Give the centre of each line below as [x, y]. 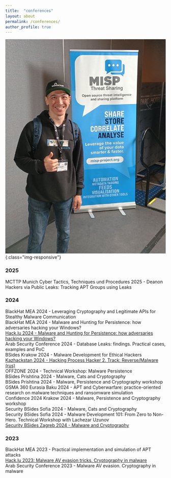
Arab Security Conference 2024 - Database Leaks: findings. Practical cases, [85, 344]
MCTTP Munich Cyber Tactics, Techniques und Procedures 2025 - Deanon [84, 282]
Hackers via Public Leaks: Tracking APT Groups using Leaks [68, 287]
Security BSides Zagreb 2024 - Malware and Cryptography [67, 425]
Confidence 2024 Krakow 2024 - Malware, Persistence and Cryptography [83, 398]
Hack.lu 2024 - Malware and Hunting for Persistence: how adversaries [79, 333]
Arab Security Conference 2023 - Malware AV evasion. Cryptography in [81, 466]
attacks [13, 455]
